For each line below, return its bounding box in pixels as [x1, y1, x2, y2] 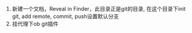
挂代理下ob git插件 [12, 20, 59, 27]
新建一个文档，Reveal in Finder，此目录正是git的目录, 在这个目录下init [12, 5, 186, 12]
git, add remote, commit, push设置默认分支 [12, 13, 119, 20]
